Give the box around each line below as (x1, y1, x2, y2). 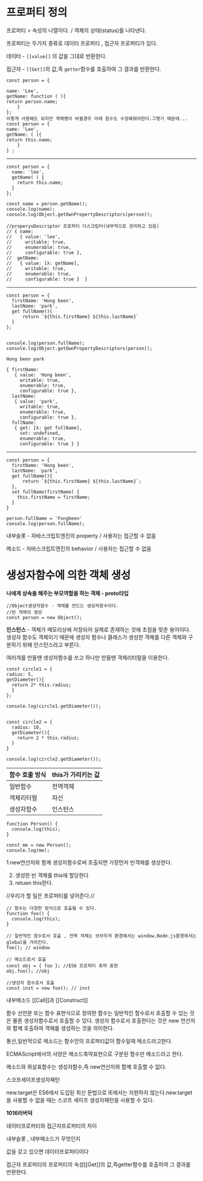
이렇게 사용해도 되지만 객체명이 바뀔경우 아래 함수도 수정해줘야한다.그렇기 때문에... (6, 116, 188, 122)
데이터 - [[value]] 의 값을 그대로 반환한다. (6, 52, 107, 59)
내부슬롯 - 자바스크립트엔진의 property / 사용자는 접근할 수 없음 (6, 532, 156, 539)
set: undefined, (19, 430, 61, 436)
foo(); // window (6, 944, 50, 951)
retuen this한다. (14, 879, 53, 886)
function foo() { (6, 910, 50, 916)
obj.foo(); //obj (6, 968, 50, 974)
